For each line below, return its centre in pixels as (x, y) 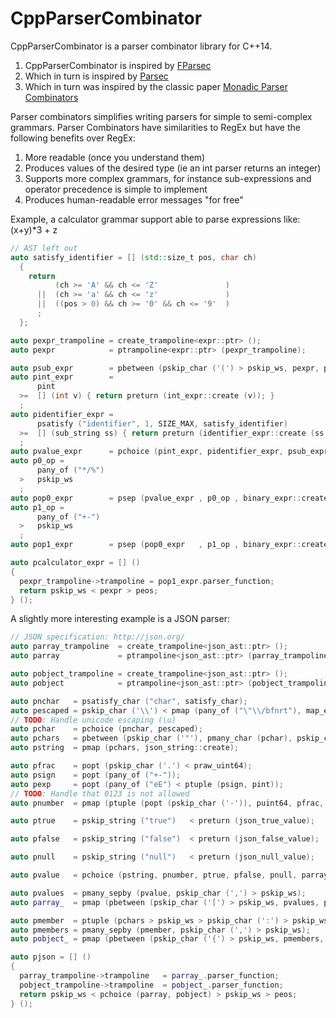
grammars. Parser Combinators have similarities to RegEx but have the (155, 127)
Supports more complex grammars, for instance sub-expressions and (168, 178)
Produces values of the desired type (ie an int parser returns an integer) (173, 168)
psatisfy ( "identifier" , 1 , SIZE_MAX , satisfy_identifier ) (162, 423)
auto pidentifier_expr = (62, 414)
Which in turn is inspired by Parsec (96, 76)
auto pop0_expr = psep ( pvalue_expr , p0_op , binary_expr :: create (169, 498)
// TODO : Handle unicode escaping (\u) (93, 720)
